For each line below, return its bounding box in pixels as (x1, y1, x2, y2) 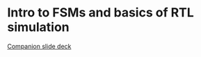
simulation (7, 19, 70, 35)
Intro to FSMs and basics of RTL (7, 5, 195, 21)
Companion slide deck (7, 42, 72, 50)
